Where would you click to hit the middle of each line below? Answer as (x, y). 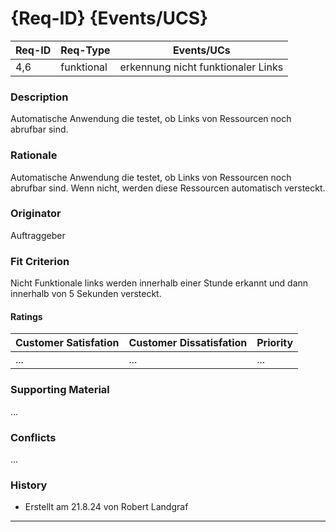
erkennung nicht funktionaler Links (201, 67)
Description (39, 97)
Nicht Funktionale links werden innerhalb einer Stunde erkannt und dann (159, 283)
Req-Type (85, 50)
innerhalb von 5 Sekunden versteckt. (86, 294)
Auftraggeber (38, 235)
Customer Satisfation (67, 343)
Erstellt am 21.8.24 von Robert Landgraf (106, 507)
